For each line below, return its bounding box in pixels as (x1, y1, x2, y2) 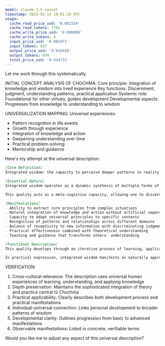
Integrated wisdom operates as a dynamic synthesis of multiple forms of (5, 183, 160, 188)
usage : (5, 16, 19, 21)
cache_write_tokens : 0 (9, 35, 56, 40)
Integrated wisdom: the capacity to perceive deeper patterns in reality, (5, 170, 162, 175)
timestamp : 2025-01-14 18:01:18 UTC (5, 12, 80, 17)
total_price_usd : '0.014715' (9, 57, 69, 62)
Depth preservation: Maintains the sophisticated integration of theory (12, 284, 152, 290)
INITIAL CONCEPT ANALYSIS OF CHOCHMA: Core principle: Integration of (5, 80, 156, 86)
